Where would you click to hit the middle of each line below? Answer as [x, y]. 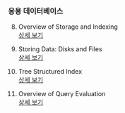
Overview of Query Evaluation [62, 94]
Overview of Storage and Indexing [68, 27]
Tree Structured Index [50, 72]
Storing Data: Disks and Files [60, 49]
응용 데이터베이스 [36, 11]
